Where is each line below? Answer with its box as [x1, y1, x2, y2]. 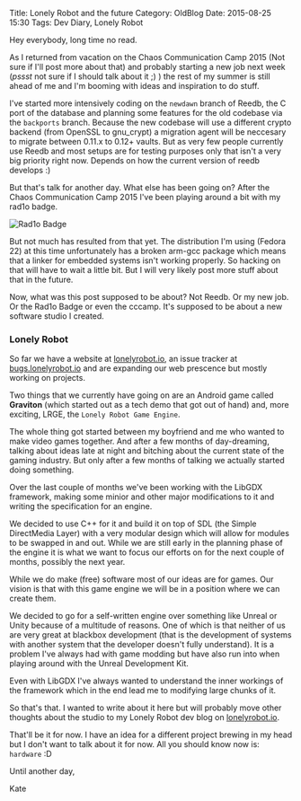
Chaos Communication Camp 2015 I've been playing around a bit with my [9, 192, 281, 202]
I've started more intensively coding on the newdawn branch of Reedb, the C [9, 98, 287, 109]
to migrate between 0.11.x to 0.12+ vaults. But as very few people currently [9, 136, 284, 146]
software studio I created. [9, 311, 105, 321]
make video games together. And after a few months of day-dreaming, [9, 436, 270, 447]
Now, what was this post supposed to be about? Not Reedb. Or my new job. [9, 292, 289, 302]
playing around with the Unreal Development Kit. [9, 658, 189, 669]
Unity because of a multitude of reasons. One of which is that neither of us [9, 620, 286, 631]
